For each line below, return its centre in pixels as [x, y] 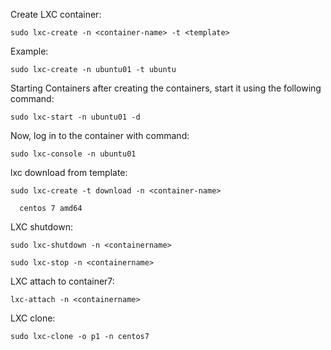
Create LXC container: [56, 14]
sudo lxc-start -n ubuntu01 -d [75, 117]
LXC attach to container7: [62, 281]
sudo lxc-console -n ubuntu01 [73, 154]
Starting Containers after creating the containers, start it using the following [166, 88]
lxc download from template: [69, 172]
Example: [29, 51]
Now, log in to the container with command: [100, 135]
